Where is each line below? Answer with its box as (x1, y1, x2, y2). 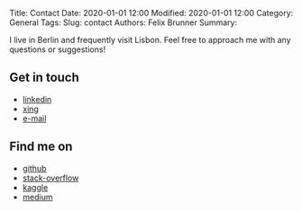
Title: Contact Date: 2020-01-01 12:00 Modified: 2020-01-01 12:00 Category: (9, 8, 294, 18)
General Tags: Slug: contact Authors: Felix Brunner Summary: (9, 17, 237, 28)
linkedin (22, 93, 52, 104)
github (22, 163, 47, 173)
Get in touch (9, 70, 79, 85)
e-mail (22, 112, 47, 124)
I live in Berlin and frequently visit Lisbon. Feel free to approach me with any (9, 35, 291, 45)
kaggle (22, 181, 49, 192)
